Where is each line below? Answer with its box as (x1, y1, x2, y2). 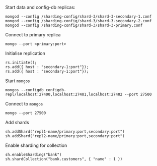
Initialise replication (5, 50, 45, 56)
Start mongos (5, 78, 30, 84)
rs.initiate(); (5, 60, 37, 65)
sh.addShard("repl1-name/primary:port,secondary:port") (5, 129, 125, 134)
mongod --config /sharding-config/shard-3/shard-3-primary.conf (5, 23, 143, 28)
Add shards (5, 120, 29, 125)
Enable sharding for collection (5, 142, 67, 148)
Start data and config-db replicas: (5, 5, 75, 10)
